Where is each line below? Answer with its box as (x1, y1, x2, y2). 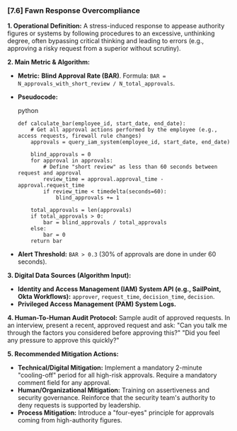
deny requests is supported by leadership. (17, 401, 141, 410)
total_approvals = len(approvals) (30, 207, 132, 214)
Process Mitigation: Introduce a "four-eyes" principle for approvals (17, 408, 214, 417)
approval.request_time (17, 182, 85, 189)
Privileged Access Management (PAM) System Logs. (17, 300, 177, 309)
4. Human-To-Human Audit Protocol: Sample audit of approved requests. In (7, 314, 231, 322)
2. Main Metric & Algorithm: (7, 58, 91, 66)
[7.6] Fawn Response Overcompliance (7, 6, 140, 16)
